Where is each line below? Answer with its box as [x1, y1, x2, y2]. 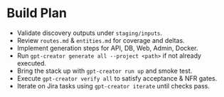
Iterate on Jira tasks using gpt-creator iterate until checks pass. [16, 81, 210, 90]
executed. [16, 58, 47, 67]
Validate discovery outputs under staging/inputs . [16, 29, 163, 37]
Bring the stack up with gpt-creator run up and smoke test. [16, 66, 193, 75]
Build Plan [6, 5, 67, 21]
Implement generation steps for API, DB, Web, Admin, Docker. [16, 44, 198, 52]
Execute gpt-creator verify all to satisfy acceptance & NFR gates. [16, 73, 218, 83]
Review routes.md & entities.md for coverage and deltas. [16, 36, 186, 44]
